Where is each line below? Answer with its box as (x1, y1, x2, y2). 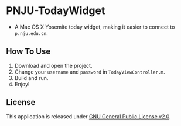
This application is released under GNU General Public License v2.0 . (6, 113, 171, 120)
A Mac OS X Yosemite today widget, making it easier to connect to (14, 23, 175, 30)
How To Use (6, 47, 51, 57)
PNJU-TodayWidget (6, 4, 105, 17)
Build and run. (14, 74, 49, 81)
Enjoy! (14, 80, 30, 87)
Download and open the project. (14, 62, 93, 69)
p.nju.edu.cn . (14, 29, 48, 36)
